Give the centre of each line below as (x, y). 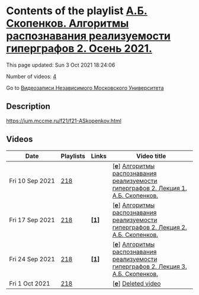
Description (28, 107)
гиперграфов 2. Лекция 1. (150, 188)
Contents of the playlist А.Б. (77, 11)
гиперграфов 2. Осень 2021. (79, 49)
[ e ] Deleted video (137, 283)
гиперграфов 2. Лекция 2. (150, 227)
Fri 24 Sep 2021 (32, 259)
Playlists (73, 156)
